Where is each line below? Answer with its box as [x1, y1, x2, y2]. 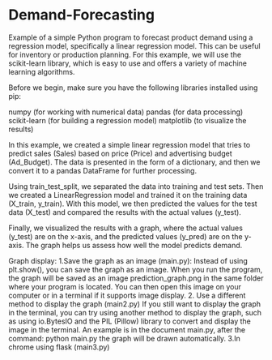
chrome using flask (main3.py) [8, 342, 110, 352]
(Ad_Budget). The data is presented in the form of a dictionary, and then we [8, 156, 261, 167]
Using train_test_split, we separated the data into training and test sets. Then [8, 181, 264, 191]
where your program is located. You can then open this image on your [8, 281, 241, 291]
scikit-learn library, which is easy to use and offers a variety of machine [8, 58, 248, 68]
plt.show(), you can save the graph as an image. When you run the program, [8, 264, 263, 274]
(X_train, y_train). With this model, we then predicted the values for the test [8, 199, 257, 208]
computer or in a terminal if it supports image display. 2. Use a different [8, 290, 246, 300]
